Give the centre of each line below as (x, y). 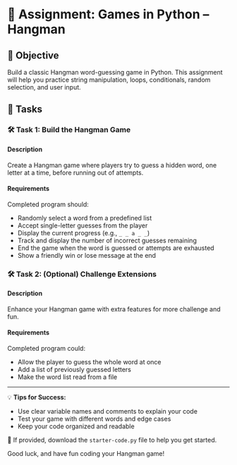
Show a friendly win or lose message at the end (87, 255)
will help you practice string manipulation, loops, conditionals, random (109, 80)
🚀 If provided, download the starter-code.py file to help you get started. (112, 440)
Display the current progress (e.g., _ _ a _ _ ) (84, 232)
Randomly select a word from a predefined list (85, 218)
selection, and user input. (44, 87)
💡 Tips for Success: (37, 397)
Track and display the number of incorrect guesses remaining (107, 240)
